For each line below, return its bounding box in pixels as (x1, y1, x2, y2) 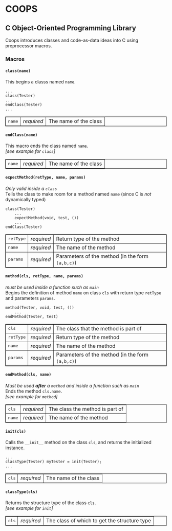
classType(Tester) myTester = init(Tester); (5, 459, 102, 465)
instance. (5, 445, 25, 451)
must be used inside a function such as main (5, 284, 99, 290)
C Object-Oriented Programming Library (5, 24, 137, 32)
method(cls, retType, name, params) (5, 274, 83, 279)
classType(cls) (5, 489, 38, 494)
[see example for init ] (5, 505, 53, 511)
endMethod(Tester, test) (5, 314, 58, 319)
